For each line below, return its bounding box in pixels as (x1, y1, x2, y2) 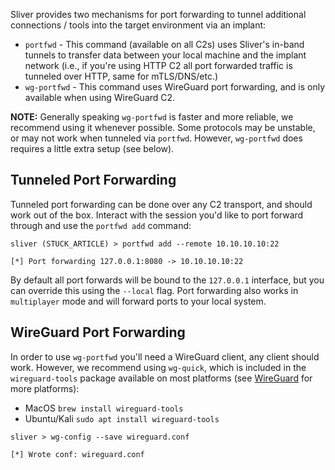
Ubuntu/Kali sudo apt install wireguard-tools (24, 412, 220, 424)
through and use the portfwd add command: (10, 219, 192, 231)
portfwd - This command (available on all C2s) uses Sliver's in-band (24, 39, 305, 50)
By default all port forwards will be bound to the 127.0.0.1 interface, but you (10, 274, 325, 286)
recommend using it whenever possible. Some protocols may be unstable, (10, 122, 316, 133)
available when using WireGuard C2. (24, 92, 176, 103)
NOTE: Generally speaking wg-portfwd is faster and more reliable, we (10, 111, 294, 123)
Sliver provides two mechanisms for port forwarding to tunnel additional (10, 9, 307, 20)
